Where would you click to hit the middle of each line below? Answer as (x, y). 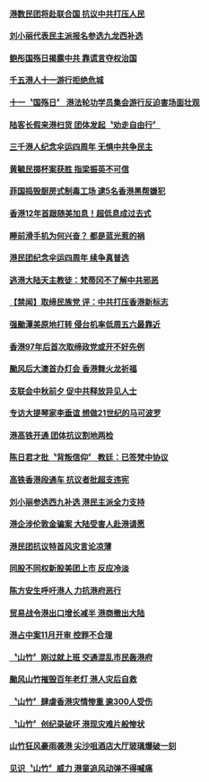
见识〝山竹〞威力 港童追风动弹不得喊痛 (81, 768)
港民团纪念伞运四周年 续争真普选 (70, 258)
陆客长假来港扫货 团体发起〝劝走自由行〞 (85, 125)
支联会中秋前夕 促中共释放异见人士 (73, 391)
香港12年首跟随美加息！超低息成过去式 (80, 213)
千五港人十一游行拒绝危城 (57, 80)
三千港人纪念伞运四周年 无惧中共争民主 (81, 147)
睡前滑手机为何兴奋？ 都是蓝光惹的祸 (77, 235)
